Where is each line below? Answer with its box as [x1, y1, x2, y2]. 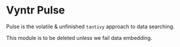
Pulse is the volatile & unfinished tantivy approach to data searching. [6, 23, 175, 30]
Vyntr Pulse [6, 4, 66, 17]
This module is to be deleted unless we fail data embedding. [6, 34, 152, 41]
